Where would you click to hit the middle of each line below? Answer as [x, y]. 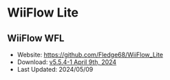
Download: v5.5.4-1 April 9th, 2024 [67, 62]
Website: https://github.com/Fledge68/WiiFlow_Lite [90, 54]
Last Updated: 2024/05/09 [55, 69]
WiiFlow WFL [36, 38]
